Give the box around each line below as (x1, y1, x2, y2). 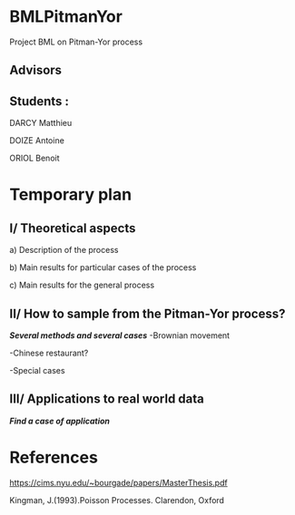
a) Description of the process (9, 245, 119, 256)
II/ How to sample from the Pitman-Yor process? (9, 306, 286, 321)
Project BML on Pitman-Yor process (9, 36, 143, 47)
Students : (9, 93, 70, 109)
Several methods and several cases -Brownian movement (9, 329, 230, 341)
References (9, 447, 98, 468)
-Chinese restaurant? (9, 347, 89, 358)
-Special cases (9, 364, 65, 375)
